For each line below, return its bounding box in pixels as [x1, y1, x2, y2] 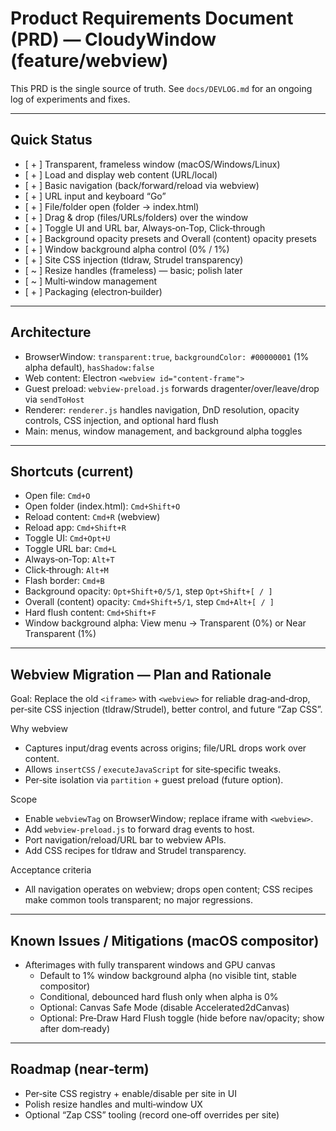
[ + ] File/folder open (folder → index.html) [24, 200, 200, 212]
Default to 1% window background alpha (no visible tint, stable [39, 970, 298, 981]
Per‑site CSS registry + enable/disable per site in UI [24, 1087, 237, 1099]
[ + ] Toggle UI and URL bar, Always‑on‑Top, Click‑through [24, 222, 266, 234]
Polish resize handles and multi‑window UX [24, 1098, 203, 1110]
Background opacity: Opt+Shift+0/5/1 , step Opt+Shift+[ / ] [24, 585, 273, 597]
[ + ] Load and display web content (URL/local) [24, 168, 218, 181]
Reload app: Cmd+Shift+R [24, 522, 127, 534]
